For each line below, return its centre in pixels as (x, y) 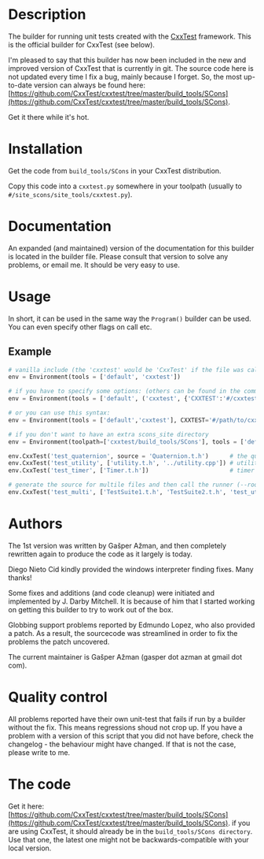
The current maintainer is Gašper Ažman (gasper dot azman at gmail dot (125, 656)
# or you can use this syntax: (59, 413)
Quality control (58, 697)
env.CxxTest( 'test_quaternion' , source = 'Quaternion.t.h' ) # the (128, 456)
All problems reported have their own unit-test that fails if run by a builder (127, 719)
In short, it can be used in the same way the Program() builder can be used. (130, 318)
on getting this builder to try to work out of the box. (91, 609)
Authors (35, 524)
